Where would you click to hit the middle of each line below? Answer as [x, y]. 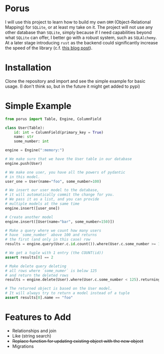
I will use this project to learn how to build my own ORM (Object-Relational [78, 22]
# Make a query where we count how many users [53, 230]
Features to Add [38, 317]
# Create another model [29, 217]
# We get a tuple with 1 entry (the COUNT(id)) [54, 253]
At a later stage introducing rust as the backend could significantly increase [82, 42]
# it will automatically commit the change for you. [60, 195]
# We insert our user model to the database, [52, 190]
